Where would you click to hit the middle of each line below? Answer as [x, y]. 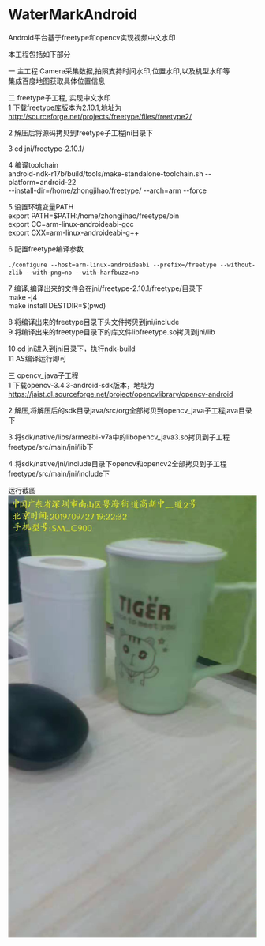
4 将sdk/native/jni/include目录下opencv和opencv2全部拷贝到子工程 [118, 463]
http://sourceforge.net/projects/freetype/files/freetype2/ [100, 116]
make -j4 [23, 297]
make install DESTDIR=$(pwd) [57, 305]
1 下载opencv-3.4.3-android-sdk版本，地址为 [82, 385]
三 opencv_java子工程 [43, 375]
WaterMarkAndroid [73, 15]
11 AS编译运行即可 [37, 358]
